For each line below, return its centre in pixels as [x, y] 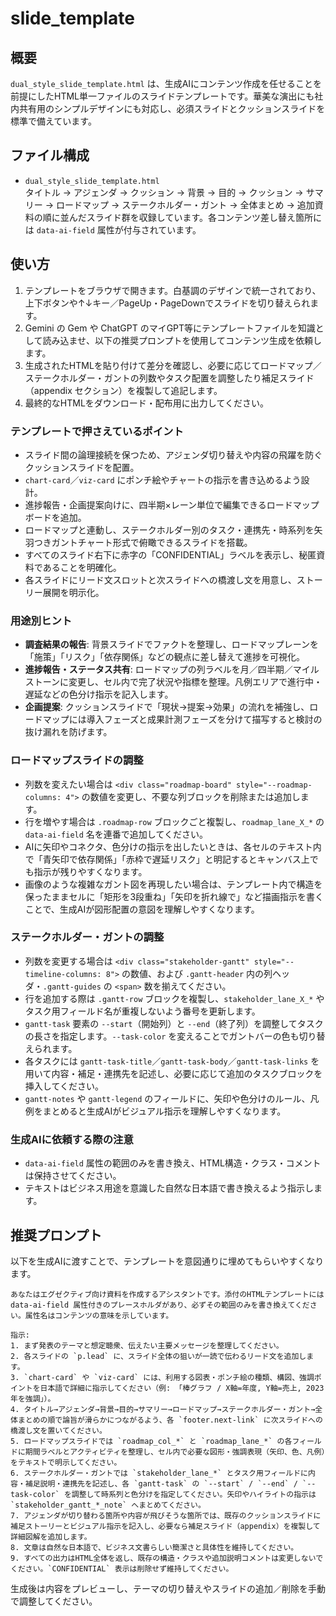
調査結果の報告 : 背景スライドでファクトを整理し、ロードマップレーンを [172, 644]
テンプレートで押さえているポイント [97, 431]
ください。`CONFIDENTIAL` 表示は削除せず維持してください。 [122, 1568]
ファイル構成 [50, 155]
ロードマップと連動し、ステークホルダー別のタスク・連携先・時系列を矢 [173, 529]
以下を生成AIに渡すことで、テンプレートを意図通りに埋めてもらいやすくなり [167, 1261]
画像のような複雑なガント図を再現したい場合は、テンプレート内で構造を [173, 884]
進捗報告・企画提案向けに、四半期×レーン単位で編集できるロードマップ [172, 504]
